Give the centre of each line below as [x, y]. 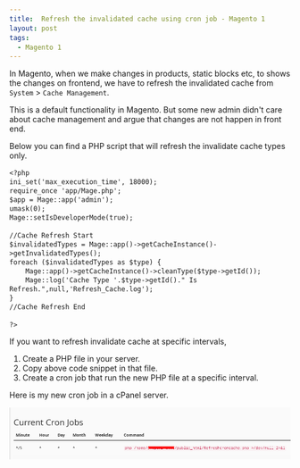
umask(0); [28, 209]
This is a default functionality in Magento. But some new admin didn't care [146, 110]
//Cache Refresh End [48, 307]
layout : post [33, 28]
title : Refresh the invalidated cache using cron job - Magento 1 [137, 19]
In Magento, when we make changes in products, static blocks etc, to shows [150, 74]
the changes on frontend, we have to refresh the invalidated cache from [142, 83]
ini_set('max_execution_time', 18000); [83, 182]
